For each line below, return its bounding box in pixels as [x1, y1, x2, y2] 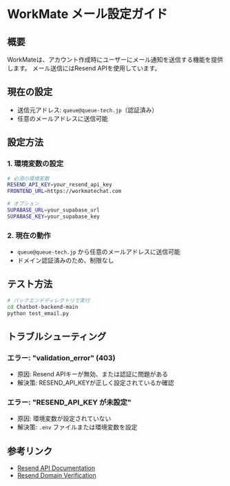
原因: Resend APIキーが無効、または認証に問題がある [17, 370, 169, 378]
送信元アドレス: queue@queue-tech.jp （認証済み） [17, 105, 158, 114]
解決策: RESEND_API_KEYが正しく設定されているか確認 [17, 378, 174, 387]
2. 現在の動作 [7, 230, 51, 240]
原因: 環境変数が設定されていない [17, 414, 112, 423]
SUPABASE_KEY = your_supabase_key [7, 213, 100, 220]
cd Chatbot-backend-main [7, 303, 79, 310]
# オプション [7, 201, 39, 207]
